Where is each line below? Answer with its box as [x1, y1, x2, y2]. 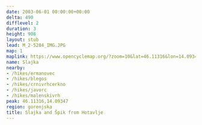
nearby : [6, 64, 26, 71]
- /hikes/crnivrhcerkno [6, 82, 66, 88]
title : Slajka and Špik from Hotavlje [6, 109, 103, 115]
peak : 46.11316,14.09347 [6, 98, 69, 104]
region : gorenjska [6, 103, 52, 110]
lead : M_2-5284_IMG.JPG [6, 43, 66, 49]
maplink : [6, 53, 28, 59]
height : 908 [6, 31, 36, 37]
